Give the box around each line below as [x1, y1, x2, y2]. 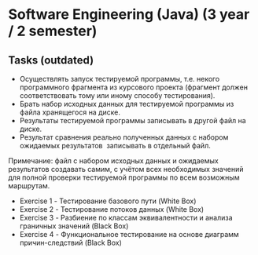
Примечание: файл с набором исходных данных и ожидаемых [8, 156, 219, 166]
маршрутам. [8, 181, 50, 190]
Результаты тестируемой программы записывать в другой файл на [19, 116, 246, 125]
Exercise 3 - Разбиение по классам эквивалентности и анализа [19, 213, 234, 222]
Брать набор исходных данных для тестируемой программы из [19, 100, 234, 108]
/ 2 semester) [8, 22, 98, 40]
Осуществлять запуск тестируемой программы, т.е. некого [19, 75, 220, 83]
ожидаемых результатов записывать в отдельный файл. [19, 141, 211, 150]
